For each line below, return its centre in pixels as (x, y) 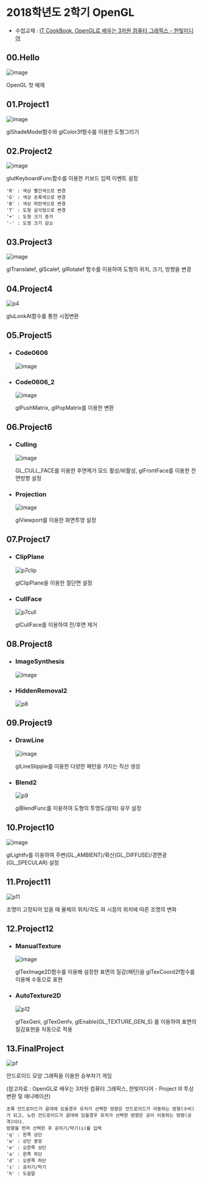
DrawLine (30, 741)
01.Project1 (28, 104)
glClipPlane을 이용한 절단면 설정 (54, 583)
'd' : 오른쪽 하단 (26, 1161)
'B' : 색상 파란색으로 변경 (36, 204)
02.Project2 (30, 151)
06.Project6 (30, 427)
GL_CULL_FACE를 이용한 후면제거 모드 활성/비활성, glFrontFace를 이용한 (102, 470)
